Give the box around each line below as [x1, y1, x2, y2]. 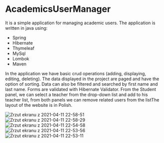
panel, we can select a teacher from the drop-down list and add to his [5, 92, 148, 97]
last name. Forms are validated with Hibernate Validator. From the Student [5, 86, 157, 92]
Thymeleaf [12, 45, 35, 51]
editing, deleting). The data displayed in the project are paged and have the [5, 76, 160, 82]
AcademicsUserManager [5, 3, 111, 15]
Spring [12, 35, 26, 41]
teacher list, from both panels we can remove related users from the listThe [5, 96, 160, 102]
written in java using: [5, 25, 48, 31]
